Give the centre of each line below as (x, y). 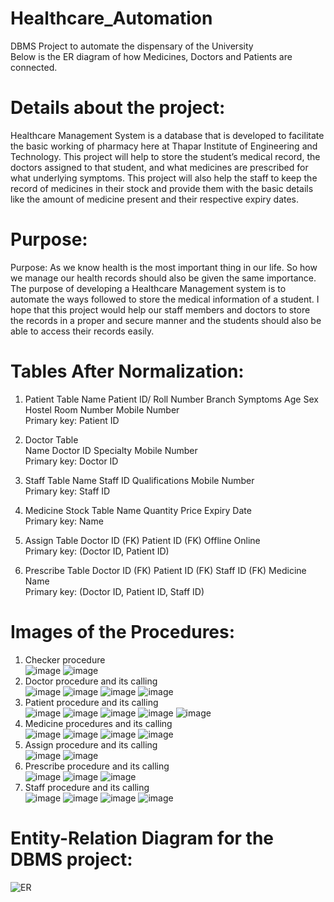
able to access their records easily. (82, 331)
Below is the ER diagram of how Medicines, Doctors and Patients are (151, 56)
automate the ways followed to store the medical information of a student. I (165, 299)
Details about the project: (118, 108)
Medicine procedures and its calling (98, 723)
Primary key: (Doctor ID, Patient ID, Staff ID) (114, 591)
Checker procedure (65, 659)
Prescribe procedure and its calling (97, 766)
